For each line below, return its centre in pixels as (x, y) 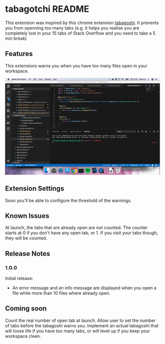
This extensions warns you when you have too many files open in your (76, 65)
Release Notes (28, 254)
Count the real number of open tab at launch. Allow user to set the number (80, 320)
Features (19, 54)
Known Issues (27, 216)
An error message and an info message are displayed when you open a (84, 288)
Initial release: (19, 279)
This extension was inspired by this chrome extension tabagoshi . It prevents (82, 23)
